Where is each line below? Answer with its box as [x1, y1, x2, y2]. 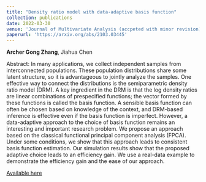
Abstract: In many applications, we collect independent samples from [6, 60, 181, 68]
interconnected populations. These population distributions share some [6, 67, 187, 74]
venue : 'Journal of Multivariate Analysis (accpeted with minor [6, 26, 174, 32]
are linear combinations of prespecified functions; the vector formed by [6, 93, 187, 100]
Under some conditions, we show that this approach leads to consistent [6, 138, 188, 145]
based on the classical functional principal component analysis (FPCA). [6, 132, 186, 139]
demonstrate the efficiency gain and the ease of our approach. [6, 158, 165, 165]
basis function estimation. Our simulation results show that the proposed [6, 145, 190, 152]
